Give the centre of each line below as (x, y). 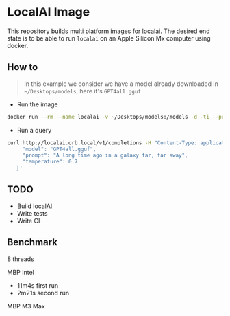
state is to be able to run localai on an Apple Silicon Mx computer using (109, 38)
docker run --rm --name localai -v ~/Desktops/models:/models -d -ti (108, 117)
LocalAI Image (49, 12)
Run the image (37, 104)
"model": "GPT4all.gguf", (59, 149)
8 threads (21, 259)
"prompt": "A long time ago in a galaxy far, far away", (105, 155)
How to (23, 67)
